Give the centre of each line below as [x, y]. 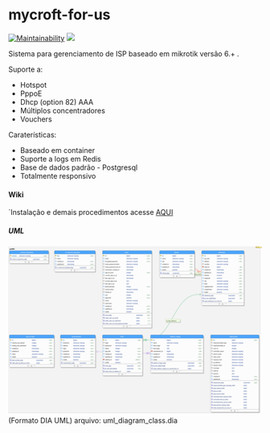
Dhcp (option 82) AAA [57, 101]
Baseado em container [57, 150]
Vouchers [36, 119]
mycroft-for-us [59, 15]
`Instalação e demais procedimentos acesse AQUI [91, 212]
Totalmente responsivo [58, 175]
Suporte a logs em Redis [61, 159]
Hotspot [33, 85]
